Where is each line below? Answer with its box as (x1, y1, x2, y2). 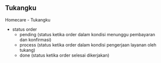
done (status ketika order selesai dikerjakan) (19, 52, 109, 58)
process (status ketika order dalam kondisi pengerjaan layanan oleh (19, 42, 157, 48)
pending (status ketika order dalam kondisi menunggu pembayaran (19, 31, 156, 37)
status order (12, 26, 37, 32)
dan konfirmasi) (19, 37, 52, 42)
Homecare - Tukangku (5, 17, 51, 22)
